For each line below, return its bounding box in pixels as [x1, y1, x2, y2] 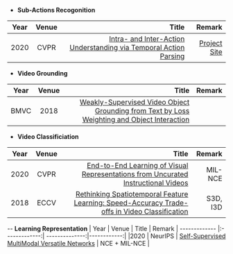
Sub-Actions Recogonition [17, 6, 96, 14]
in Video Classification [115, 207, 189, 216]
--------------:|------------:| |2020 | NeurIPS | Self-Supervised [46, 232, 226, 240]
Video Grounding [17, 69, 68, 77]
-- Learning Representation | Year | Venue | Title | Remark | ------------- [7, 225, 216, 232]
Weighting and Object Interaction [82, 115, 190, 124]
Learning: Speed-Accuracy [74, 198, 164, 208]
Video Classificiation [17, 133, 79, 141]
